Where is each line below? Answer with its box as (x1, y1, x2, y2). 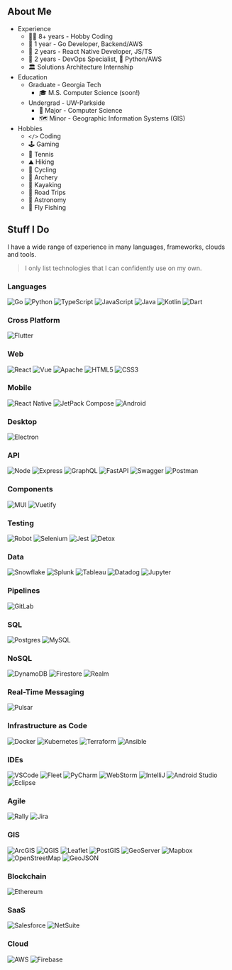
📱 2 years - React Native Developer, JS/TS (28, 47, 153, 55)
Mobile (7, 383, 32, 393)
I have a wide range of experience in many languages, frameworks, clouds (7, 242, 226, 251)
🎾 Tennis (28, 150, 55, 158)
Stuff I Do (7, 223, 50, 236)
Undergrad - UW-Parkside (28, 99, 106, 107)
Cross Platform (7, 315, 60, 325)
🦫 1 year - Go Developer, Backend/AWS (28, 39, 143, 48)
